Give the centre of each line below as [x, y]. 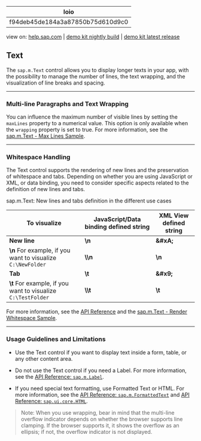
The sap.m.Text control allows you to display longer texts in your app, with [98, 70]
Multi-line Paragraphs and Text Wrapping [67, 104]
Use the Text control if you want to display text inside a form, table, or [101, 352]
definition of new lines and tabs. [46, 189]
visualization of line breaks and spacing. [56, 83]
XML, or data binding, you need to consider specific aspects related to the [98, 183]
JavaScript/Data [117, 219]
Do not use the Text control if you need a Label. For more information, [101, 370]
